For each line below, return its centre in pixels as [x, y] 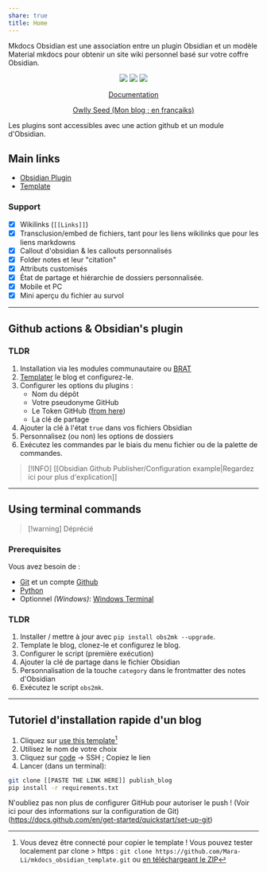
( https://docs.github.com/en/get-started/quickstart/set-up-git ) [110, 819]
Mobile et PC [41, 286]
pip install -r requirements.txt [64, 788]
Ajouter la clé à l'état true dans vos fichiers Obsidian [106, 427]
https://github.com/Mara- [198, 852]
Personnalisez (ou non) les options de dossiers [97, 436]
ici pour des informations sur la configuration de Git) [94, 812]
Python [31, 590]
